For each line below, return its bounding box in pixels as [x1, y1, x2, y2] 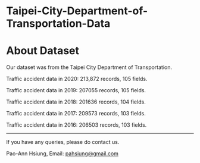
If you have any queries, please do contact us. [6, 139, 120, 146]
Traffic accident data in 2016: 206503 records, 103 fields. [6, 121, 147, 128]
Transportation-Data [6, 17, 111, 30]
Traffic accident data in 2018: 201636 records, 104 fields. [6, 98, 146, 105]
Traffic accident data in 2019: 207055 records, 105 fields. [6, 87, 146, 94]
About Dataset [6, 44, 79, 58]
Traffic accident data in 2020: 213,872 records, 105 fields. [6, 76, 148, 83]
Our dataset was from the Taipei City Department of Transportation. [6, 64, 173, 71]
